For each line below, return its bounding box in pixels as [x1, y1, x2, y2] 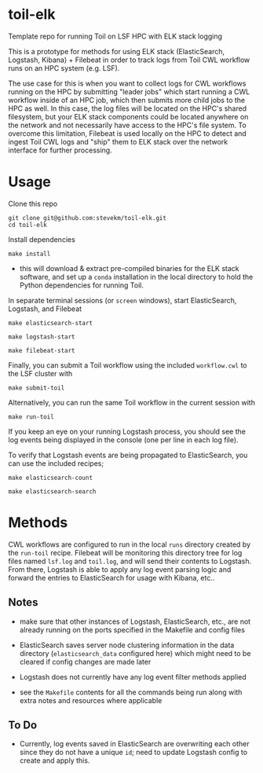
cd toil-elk [8, 221, 47, 229]
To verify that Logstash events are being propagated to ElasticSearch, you [8, 450, 248, 460]
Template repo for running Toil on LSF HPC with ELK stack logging [8, 31, 222, 41]
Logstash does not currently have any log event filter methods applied [19, 672, 247, 681]
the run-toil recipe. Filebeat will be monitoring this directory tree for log [8, 548, 243, 557]
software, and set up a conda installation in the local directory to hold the [19, 272, 254, 281]
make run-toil [8, 412, 55, 421]
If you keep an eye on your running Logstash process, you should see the [8, 427, 246, 436]
